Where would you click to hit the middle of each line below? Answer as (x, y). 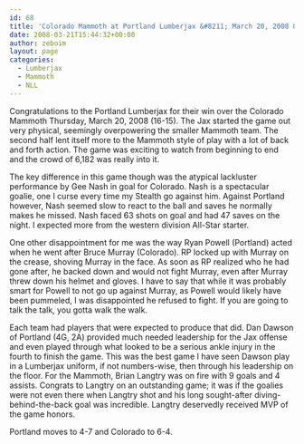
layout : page (34, 52)
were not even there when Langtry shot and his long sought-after (131, 394)
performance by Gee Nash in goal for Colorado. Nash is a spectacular (139, 186)
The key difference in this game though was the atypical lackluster (133, 177)
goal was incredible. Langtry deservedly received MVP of (181, 404)
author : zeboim (38, 43)
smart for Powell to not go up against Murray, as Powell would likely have (146, 290)
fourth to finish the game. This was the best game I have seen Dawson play (150, 356)
